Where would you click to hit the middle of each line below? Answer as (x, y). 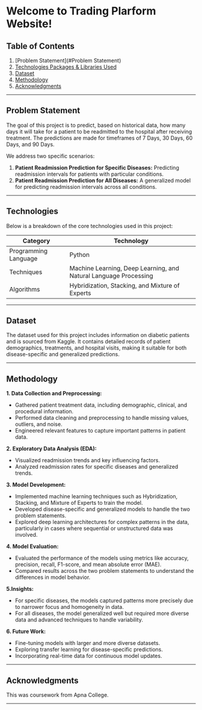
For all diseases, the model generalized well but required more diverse (102, 613)
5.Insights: (20, 589)
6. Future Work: (26, 631)
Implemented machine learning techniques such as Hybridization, (96, 496)
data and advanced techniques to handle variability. (79, 620)
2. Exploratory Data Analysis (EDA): (52, 449)
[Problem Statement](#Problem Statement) (68, 60)
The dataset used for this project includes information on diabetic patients (98, 335)
